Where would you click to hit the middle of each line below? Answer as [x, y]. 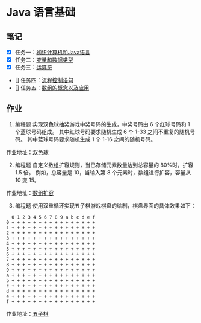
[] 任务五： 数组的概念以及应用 [52, 88]
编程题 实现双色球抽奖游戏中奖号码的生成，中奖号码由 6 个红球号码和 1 [102, 124]
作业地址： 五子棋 [27, 314]
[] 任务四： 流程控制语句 [44, 80]
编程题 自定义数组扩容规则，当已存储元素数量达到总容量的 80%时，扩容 [104, 165]
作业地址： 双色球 [27, 152]
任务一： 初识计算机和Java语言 [53, 52]
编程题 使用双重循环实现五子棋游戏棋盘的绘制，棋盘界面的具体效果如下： [105, 206]
